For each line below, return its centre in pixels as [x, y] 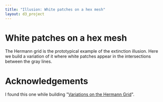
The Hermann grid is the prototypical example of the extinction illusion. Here [81, 51]
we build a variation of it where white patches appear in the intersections [78, 57]
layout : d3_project [25, 14]
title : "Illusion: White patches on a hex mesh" [55, 9]
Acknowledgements [47, 81]
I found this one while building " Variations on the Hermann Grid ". [70, 94]
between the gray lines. [29, 61]
